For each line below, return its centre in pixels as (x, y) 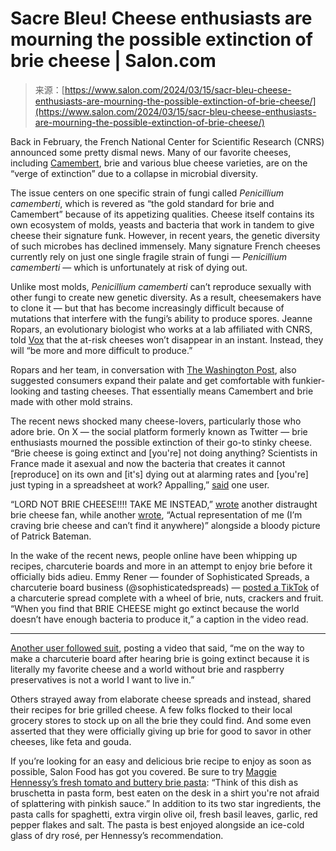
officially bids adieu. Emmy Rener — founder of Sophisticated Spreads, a (160, 576)
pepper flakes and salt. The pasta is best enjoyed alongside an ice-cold (157, 824)
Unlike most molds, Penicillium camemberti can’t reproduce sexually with (161, 286)
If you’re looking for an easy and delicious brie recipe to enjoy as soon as (161, 761)
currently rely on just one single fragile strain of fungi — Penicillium (148, 256)
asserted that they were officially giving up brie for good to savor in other (161, 731)
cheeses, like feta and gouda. (71, 741)
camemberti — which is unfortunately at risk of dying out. (129, 267)
